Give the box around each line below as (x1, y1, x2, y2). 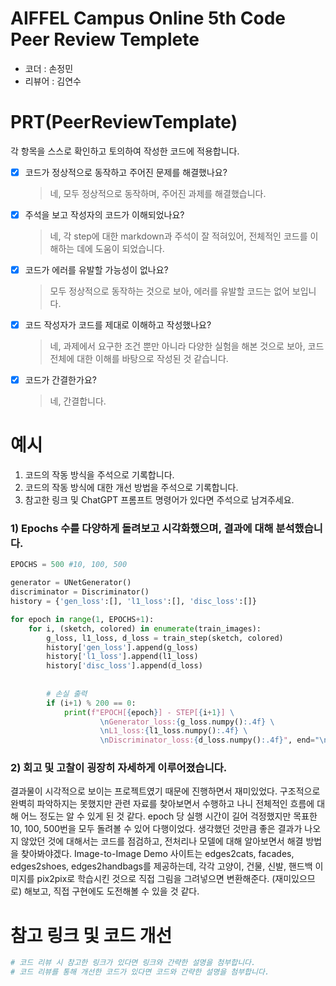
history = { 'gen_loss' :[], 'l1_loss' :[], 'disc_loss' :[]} (10, 597, 257, 607)
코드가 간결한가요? (24, 374, 97, 386)
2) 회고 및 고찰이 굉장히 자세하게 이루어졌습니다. (10, 761, 228, 775)
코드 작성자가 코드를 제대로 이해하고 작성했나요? (24, 319, 212, 331)
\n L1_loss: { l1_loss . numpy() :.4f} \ (99, 726, 248, 736)
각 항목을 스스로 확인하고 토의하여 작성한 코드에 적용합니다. (10, 145, 240, 157)
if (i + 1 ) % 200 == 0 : (46, 698, 137, 708)
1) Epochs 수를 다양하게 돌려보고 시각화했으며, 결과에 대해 (10, 522, 274, 536)
